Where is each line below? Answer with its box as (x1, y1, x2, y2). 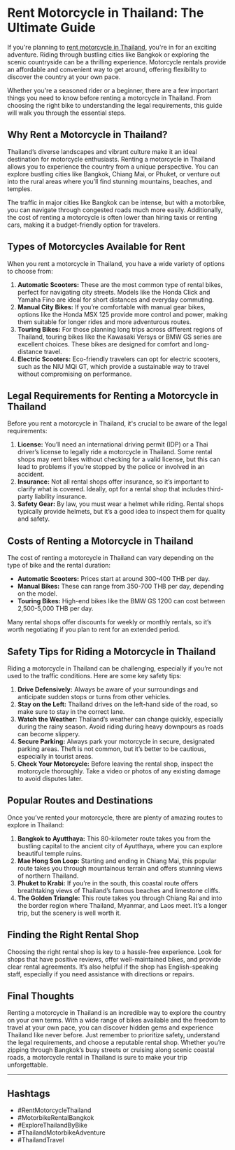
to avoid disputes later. (17, 775, 83, 783)
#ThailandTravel (17, 1136, 64, 1144)
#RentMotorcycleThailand (17, 1106, 92, 1114)
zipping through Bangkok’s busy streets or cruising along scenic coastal (7, 1046, 215, 1054)
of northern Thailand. (17, 871, 79, 880)
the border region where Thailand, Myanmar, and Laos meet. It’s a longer (17, 901, 227, 909)
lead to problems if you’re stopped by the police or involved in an (17, 463, 205, 471)
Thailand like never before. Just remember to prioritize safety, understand (7, 1031, 220, 1039)
